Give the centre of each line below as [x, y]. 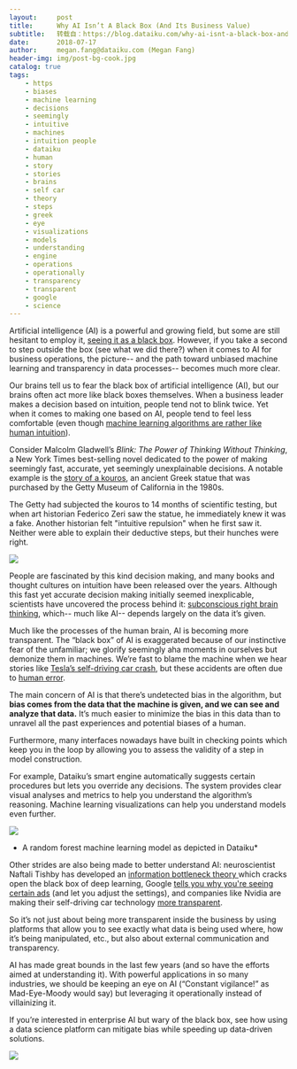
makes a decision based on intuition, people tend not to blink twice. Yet [139, 405]
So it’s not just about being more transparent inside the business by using [143, 920]
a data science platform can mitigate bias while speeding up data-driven [141, 1029]
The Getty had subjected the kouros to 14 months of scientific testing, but [143, 505]
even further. [33, 814]
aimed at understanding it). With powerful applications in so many [129, 974]
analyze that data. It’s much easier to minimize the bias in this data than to [145, 714]
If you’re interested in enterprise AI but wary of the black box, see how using [148, 1020]
